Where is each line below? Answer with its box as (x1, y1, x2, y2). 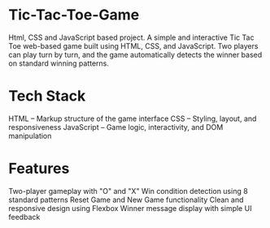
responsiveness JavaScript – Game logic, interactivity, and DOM (8, 122, 224, 131)
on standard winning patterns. (8, 58, 110, 68)
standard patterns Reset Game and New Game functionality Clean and (8, 195, 244, 204)
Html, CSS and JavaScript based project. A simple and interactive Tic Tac (8, 32, 255, 42)
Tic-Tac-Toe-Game (8, 6, 140, 24)
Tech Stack (8, 87, 86, 105)
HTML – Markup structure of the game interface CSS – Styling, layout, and (8, 114, 257, 123)
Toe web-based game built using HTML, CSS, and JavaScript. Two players (8, 41, 259, 50)
